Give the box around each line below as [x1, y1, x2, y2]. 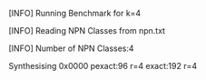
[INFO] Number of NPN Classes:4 [8, 43, 134, 54]
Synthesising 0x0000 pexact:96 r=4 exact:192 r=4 [8, 61, 197, 71]
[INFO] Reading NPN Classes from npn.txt [8, 25, 165, 35]
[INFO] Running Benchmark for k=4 [8, 8, 142, 18]
